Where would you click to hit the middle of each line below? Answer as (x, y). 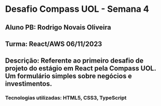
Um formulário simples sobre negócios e (68, 76)
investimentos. (29, 84)
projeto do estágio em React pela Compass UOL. (81, 68)
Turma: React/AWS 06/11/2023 (54, 44)
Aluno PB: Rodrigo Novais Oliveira (58, 27)
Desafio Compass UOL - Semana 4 (77, 9)
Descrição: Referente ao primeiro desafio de (74, 61)
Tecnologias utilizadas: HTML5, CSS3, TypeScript (66, 98)
